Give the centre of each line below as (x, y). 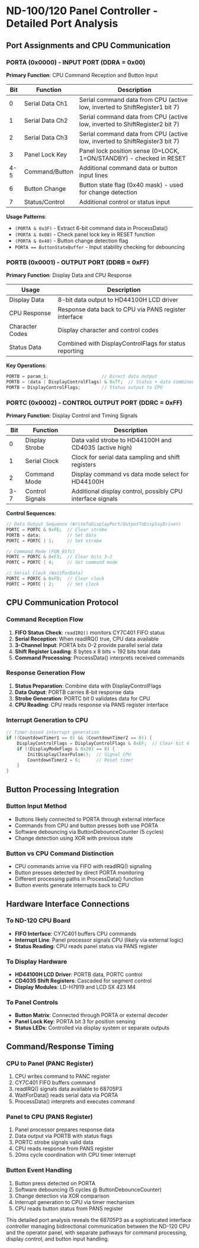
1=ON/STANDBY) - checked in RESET (133, 158)
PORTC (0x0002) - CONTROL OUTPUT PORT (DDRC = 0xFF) (94, 402)
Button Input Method (36, 806)
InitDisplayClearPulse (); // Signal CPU (79, 754)
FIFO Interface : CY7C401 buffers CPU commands (76, 933)
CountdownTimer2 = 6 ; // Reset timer (81, 760)
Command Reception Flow (45, 619)
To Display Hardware (37, 961)
